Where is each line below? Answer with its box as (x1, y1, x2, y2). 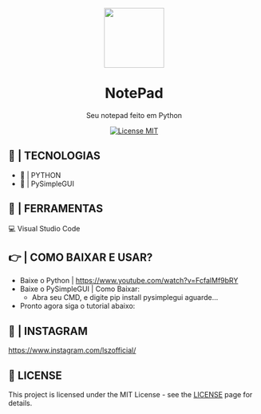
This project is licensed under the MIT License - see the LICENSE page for (8, 390, 253, 399)
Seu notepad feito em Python (86, 110, 182, 120)
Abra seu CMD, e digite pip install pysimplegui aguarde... (31, 293, 219, 302)
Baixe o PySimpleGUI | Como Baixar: (19, 284, 140, 294)
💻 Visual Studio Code (8, 223, 81, 233)
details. (8, 398, 33, 408)
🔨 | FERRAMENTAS (8, 202, 104, 215)
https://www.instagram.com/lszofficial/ (8, 345, 136, 355)
